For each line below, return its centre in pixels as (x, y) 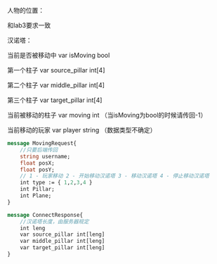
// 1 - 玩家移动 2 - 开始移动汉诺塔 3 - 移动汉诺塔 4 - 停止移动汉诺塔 (114, 176)
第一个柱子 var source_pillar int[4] (56, 70)
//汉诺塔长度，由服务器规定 (54, 221)
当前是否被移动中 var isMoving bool (59, 55)
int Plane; (36, 196)
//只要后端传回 (39, 150)
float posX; (37, 163)
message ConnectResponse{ (45, 215)
